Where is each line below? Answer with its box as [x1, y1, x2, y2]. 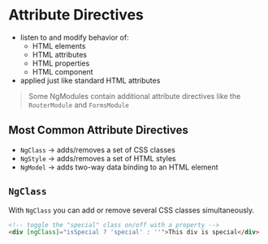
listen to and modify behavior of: [19, 32, 129, 42]
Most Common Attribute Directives [8, 123, 189, 137]
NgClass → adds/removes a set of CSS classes [19, 144, 176, 155]
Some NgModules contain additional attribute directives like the [28, 91, 241, 101]
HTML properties [32, 58, 90, 68]
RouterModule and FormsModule [28, 100, 130, 109]
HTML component [32, 66, 93, 76]
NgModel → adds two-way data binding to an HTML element [19, 162, 218, 172]
